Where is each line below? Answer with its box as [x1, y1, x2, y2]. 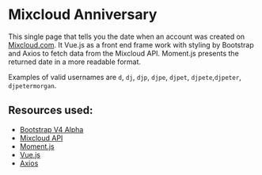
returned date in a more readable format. [8, 57, 141, 67]
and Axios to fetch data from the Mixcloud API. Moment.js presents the [8, 48, 239, 58]
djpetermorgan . [8, 81, 57, 90]
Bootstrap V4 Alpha [19, 124, 84, 134]
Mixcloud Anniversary [8, 6, 158, 24]
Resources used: [8, 104, 93, 117]
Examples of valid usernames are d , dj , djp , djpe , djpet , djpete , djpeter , [8, 72, 241, 82]
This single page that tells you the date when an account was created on [8, 32, 245, 41]
